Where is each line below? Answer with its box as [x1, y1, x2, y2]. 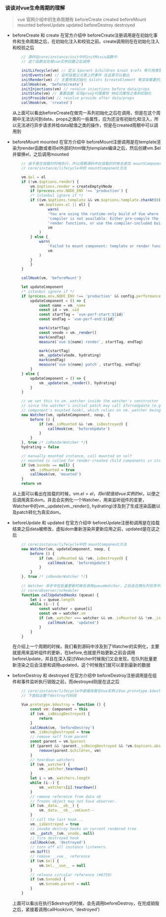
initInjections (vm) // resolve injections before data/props [21, 87, 150, 92]
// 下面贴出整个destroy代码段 [21, 693, 77, 698]
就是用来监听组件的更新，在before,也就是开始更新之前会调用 [12, 649, 135, 656]
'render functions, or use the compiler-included [47, 221, 152, 226]
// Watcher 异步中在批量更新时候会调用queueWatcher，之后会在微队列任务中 [21, 583, 161, 588]
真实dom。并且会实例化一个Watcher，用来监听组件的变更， [25, 497, 147, 503]
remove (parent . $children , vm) [39, 748, 101, 753]
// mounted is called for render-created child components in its [21, 458, 161, 463]
